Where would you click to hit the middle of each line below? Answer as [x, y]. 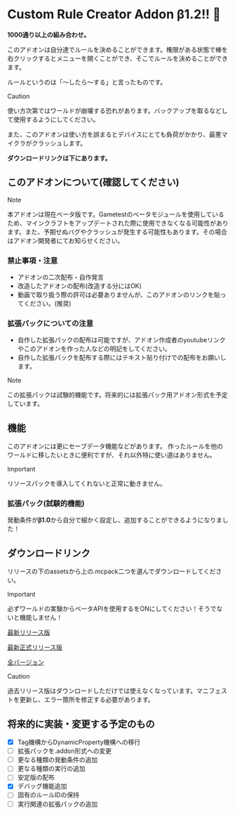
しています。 [26, 404]
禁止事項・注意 [33, 261]
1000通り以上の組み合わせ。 [49, 34]
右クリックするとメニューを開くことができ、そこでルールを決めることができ [118, 58]
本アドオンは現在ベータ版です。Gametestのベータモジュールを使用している [116, 214]
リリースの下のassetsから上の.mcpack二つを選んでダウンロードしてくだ [112, 571]
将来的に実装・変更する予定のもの [81, 724]
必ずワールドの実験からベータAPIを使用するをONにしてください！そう [109, 609]
